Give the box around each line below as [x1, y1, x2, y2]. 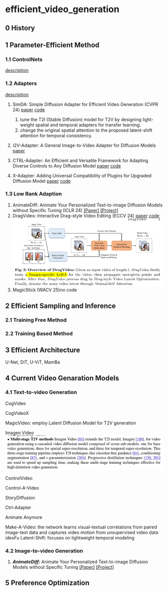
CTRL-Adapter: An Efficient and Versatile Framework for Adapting [12, 157, 148, 164]
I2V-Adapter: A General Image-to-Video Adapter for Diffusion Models [12, 142, 156, 148]
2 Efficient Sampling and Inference [5, 301, 116, 310]
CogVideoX [5, 410, 29, 416]
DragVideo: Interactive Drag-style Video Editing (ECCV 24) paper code [12, 212, 160, 219]
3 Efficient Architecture [5, 346, 80, 354]
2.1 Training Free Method [5, 316, 67, 324]
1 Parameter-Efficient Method [5, 40, 100, 49]
